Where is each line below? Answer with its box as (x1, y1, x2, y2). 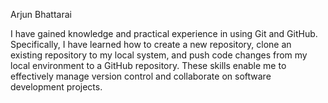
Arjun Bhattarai (10, 9, 72, 20)
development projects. (10, 81, 103, 93)
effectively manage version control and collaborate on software (10, 70, 272, 82)
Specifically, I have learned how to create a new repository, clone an (10, 39, 292, 50)
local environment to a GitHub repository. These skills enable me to (10, 60, 287, 71)
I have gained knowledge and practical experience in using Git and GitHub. (10, 28, 318, 39)
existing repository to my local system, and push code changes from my (10, 49, 308, 61)
